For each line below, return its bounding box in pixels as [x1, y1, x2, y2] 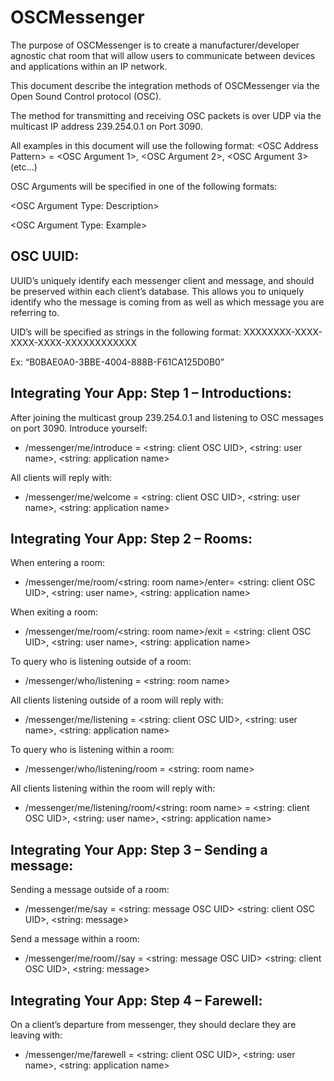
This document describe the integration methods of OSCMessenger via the [10, 79, 320, 91]
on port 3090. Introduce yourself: [10, 422, 148, 434]
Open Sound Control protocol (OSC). [10, 90, 162, 102]
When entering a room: [10, 557, 105, 569]
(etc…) [10, 161, 38, 173]
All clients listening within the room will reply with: [10, 782, 216, 795]
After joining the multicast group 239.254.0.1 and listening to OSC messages [10, 411, 324, 423]
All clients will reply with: [10, 471, 112, 483]
